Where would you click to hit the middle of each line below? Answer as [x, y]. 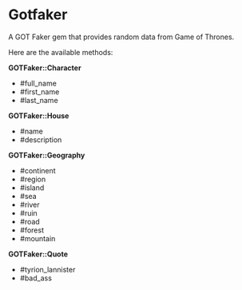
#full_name [38, 83]
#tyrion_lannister [48, 269]
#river [30, 205]
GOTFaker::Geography [47, 155]
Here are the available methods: [61, 52]
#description [41, 139]
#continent [38, 170]
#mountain [38, 238]
